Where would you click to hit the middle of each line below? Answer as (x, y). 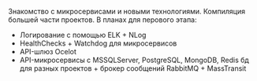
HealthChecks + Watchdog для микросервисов (98, 43)
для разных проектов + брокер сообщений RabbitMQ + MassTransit (133, 68)
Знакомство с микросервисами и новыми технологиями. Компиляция (127, 11)
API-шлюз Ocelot (48, 52)
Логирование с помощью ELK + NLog (83, 35)
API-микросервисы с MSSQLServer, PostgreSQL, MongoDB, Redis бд (134, 60)
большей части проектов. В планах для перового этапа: (102, 20)
